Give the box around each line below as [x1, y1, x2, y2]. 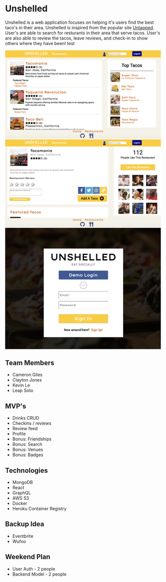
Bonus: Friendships [12, 436, 52, 442]
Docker [12, 500, 28, 506]
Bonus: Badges [12, 452, 43, 458]
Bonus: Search [12, 441, 42, 447]
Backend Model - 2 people [12, 571, 67, 577]
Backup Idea [5, 520, 44, 529]
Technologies [5, 466, 48, 475]
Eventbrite [12, 533, 34, 539]
